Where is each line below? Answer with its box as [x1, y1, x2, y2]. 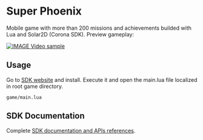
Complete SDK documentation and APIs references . [6, 127, 136, 134]
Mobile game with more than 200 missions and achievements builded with [6, 24, 192, 32]
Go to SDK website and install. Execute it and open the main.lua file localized [6, 76, 198, 83]
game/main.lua [6, 94, 42, 101]
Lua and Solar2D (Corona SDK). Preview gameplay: [6, 30, 135, 38]
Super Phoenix [6, 4, 82, 18]
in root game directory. [6, 82, 64, 90]
